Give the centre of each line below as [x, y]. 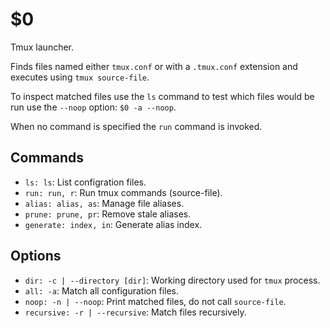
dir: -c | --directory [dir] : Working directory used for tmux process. [172, 280]
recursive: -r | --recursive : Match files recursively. [135, 312]
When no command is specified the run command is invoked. [136, 126]
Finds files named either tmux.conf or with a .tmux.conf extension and [154, 66]
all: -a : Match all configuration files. [101, 290]
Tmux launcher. [42, 47]
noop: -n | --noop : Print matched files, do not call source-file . [155, 301]
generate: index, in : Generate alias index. [113, 224]
